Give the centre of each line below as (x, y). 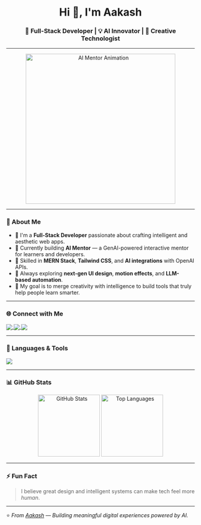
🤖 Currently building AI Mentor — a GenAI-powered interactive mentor (102, 248)
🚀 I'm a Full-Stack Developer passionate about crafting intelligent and (101, 235)
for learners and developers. (50, 254)
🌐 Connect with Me (35, 313)
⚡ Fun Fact (22, 476)
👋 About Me (24, 222)
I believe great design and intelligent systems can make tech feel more (108, 491)
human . (30, 498)
